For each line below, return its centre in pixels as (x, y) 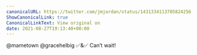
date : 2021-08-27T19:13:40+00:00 (48, 28)
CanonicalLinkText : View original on (53, 23)
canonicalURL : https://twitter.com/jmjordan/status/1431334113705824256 (99, 12)
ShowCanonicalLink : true (37, 17)
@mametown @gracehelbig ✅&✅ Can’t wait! (61, 45)
